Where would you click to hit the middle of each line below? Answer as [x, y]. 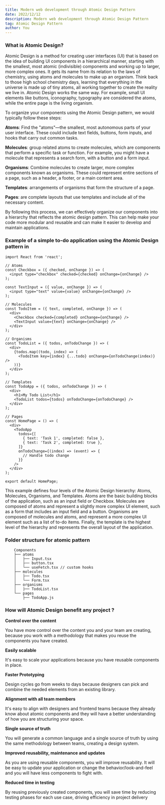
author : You [17, 28]
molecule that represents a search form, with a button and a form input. [78, 158]
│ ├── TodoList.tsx [36, 589]
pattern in [17, 247]
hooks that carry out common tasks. [42, 138]
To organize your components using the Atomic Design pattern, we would [80, 113]
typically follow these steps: [33, 118]
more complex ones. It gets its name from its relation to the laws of [73, 72]
